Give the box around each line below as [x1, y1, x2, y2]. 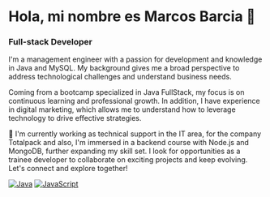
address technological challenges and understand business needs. [8, 72, 233, 82]
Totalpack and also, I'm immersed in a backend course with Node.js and [8, 138, 250, 148]
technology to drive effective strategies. [8, 113, 142, 123]
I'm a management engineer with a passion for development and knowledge [8, 54, 263, 64]
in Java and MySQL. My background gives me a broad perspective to [8, 63, 240, 73]
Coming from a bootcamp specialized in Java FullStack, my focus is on [8, 88, 245, 97]
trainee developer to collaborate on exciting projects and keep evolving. [8, 155, 248, 165]
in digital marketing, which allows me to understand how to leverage [8, 105, 237, 114]
